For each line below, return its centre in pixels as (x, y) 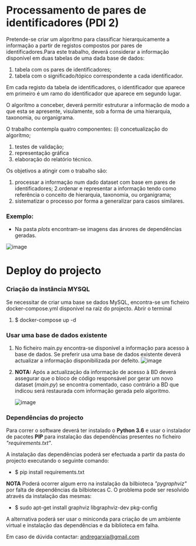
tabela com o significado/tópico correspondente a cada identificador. (99, 76)
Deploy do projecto (54, 271)
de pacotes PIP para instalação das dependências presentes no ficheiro (94, 437)
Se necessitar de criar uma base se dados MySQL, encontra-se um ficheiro (98, 302)
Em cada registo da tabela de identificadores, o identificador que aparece (96, 87)
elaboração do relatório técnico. (53, 159)
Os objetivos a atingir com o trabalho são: (57, 170)
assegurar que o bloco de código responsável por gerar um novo (94, 378)
